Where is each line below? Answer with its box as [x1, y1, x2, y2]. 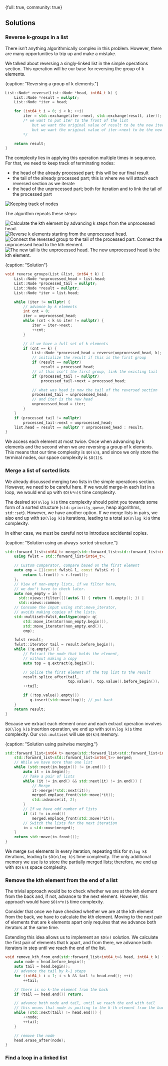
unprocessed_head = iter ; [31, 401, 86, 407]
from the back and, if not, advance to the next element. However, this [5, 893, 148, 899]
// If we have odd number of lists [23, 807, 97, 812]
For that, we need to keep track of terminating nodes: [5, 160, 115, 166]
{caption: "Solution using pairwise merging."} [5, 741, 98, 747]
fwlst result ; [14, 637, 43, 643]
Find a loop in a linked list [5, 1054, 67, 1061]
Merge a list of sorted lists [5, 467, 70, 474]
